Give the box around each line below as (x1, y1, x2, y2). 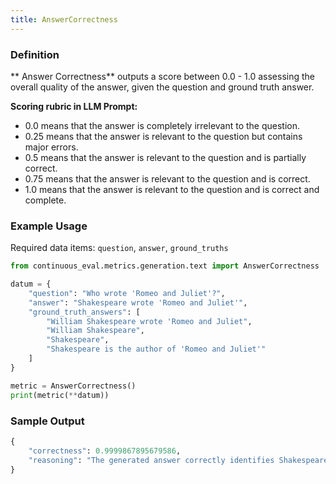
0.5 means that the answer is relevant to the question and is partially (24, 151, 307, 163)
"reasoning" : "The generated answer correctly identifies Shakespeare (28, 455, 329, 465)
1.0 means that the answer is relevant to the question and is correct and (24, 183, 320, 195)
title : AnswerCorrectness (10, 14, 118, 25)
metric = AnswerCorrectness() (10, 381, 137, 391)
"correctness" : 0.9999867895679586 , (28, 446, 182, 456)
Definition (10, 47, 60, 61)
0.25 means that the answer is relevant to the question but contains (24, 130, 303, 142)
